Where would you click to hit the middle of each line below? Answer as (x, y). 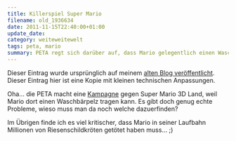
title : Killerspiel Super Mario (54, 14)
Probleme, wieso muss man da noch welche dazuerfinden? (93, 109)
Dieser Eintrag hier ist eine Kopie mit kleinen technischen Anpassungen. (111, 80)
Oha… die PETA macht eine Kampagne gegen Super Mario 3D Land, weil (112, 94)
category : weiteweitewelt (45, 40)
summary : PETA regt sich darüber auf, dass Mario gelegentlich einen (111, 53)
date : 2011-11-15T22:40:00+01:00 (56, 27)
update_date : (26, 33)
